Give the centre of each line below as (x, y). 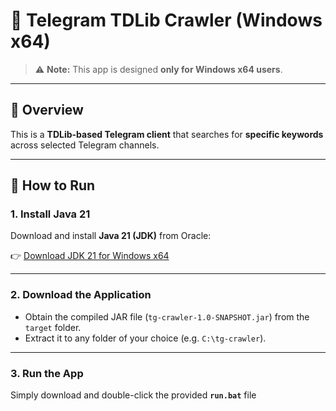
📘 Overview (47, 110)
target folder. (53, 327)
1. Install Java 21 (50, 214)
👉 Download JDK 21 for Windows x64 (90, 256)
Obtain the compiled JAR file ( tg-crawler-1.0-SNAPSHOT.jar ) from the (167, 316)
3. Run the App (47, 373)
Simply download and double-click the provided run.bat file (133, 395)
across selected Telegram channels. (85, 145)
